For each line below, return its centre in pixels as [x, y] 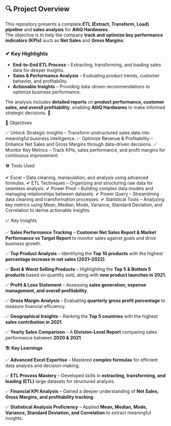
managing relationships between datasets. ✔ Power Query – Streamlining [82, 194]
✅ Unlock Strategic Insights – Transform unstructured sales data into [77, 133]
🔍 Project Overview [38, 9]
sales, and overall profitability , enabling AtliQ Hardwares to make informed [85, 108]
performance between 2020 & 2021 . [44, 338]
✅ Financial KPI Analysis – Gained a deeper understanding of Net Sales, [82, 391]
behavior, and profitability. [40, 81]
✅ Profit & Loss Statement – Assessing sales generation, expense [76, 285]
